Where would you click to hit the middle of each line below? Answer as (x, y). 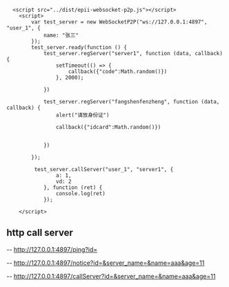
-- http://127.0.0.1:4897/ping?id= (52, 249)
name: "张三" (61, 35)
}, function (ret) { (73, 188)
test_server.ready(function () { (79, 48)
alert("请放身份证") (82, 115)
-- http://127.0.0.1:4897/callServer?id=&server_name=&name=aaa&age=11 (111, 276)
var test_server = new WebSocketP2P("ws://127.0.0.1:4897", (119, 22)
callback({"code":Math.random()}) (118, 72)
